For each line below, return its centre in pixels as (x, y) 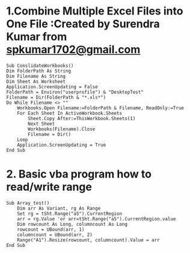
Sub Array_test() (28, 203)
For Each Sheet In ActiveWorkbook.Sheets (69, 113)
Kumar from (37, 37)
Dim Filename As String (36, 76)
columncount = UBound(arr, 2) (55, 235)
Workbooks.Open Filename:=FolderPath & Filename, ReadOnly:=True (101, 108)
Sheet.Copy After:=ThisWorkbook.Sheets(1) (82, 118)
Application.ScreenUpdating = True (62, 145)
